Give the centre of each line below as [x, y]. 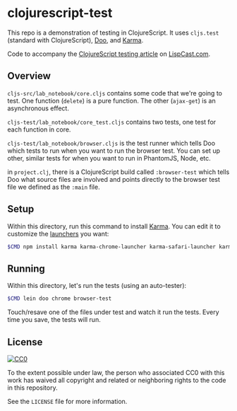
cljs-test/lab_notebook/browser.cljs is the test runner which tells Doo [111, 143]
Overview [29, 76]
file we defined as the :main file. [54, 187]
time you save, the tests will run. [54, 320]
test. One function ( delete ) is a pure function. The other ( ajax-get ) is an [112, 100]
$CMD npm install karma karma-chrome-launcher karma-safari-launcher [112, 247]
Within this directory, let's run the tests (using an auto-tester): [97, 286]
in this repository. [32, 388]
